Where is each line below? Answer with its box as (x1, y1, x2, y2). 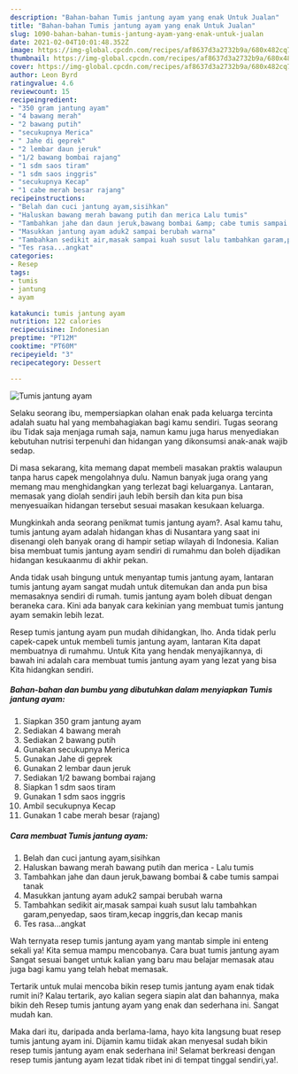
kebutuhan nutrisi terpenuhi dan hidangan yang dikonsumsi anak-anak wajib (10, 436, 288, 446)
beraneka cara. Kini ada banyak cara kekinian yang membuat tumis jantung (10, 599, 284, 611)
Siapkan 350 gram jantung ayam (22, 716, 141, 727)
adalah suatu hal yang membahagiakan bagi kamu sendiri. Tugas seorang (10, 417, 279, 428)
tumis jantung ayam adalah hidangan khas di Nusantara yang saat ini (10, 526, 260, 537)
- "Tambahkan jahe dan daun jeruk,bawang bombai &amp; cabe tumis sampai (10, 219, 288, 228)
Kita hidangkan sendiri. (10, 664, 94, 675)
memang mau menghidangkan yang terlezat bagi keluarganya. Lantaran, (10, 481, 274, 491)
